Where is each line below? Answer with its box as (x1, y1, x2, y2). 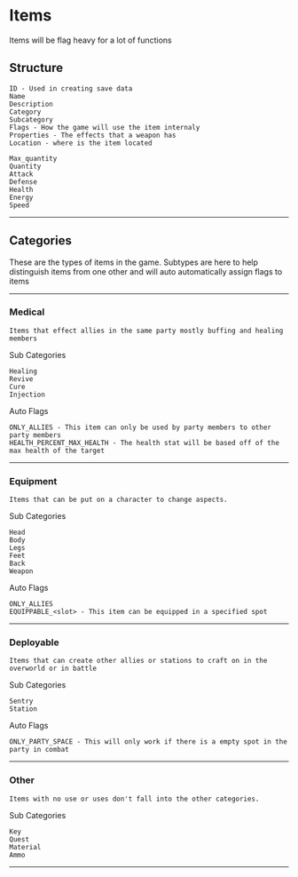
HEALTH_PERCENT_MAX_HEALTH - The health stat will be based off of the (9, 438, 279, 447)
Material (9, 842, 42, 851)
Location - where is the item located (9, 139, 153, 147)
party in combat (9, 745, 69, 754)
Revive (9, 374, 34, 383)
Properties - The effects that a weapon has (9, 131, 176, 140)
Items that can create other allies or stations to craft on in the (9, 657, 268, 666)
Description (9, 100, 53, 108)
